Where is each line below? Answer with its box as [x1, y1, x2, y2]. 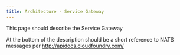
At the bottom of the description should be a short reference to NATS [6, 36, 174, 43]
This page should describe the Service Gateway [6, 25, 123, 32]
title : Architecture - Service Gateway [6, 8, 104, 15]
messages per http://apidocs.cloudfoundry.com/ [6, 42, 124, 49]
